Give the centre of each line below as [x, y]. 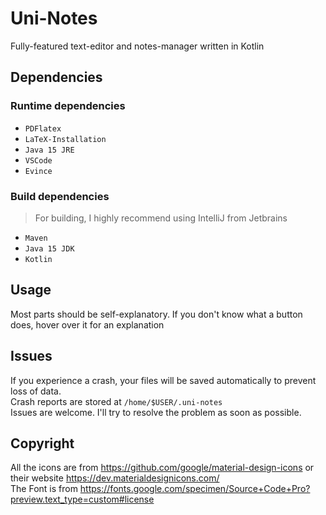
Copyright [42, 443]
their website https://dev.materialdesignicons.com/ [115, 478]
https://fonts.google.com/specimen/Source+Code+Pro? [195, 489]
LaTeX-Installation [65, 139]
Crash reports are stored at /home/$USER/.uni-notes [116, 401]
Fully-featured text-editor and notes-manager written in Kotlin [137, 46]
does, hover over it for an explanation [87, 324]
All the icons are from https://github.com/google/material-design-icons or [162, 468]
